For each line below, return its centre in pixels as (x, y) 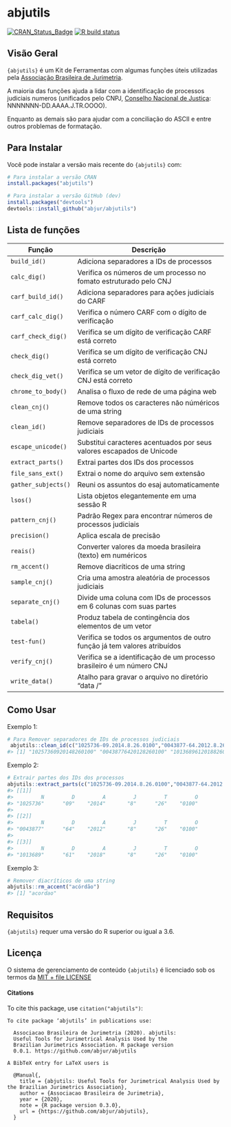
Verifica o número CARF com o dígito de (142, 312)
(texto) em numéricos (112, 555)
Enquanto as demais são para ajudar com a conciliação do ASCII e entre (109, 119)
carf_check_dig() (39, 336)
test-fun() (28, 641)
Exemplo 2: (23, 765)
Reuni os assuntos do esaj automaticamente (148, 484)
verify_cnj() (32, 661)
